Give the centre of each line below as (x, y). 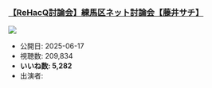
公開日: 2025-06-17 (52, 46)
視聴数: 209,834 (46, 56)
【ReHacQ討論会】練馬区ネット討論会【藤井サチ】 (106, 12)
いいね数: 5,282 (46, 66)
